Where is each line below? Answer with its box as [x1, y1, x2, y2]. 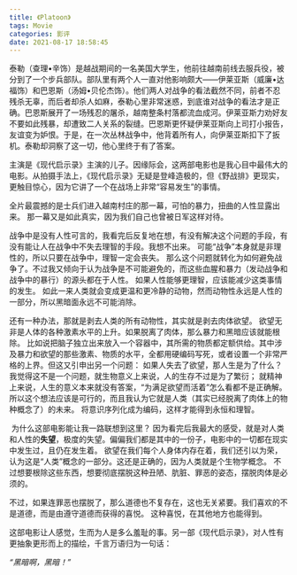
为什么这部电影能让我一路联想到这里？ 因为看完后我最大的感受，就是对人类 [11, 423, 285, 434]
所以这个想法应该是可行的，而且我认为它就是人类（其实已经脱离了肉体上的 [9, 393, 280, 404]
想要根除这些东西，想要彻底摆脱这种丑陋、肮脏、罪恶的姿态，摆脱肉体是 [16, 467, 280, 478]
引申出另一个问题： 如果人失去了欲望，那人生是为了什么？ [70, 360, 283, 370]
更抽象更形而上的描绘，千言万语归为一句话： [9, 538, 172, 549]
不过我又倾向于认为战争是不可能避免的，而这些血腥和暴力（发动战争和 [32, 263, 288, 275]
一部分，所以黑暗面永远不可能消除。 [9, 297, 141, 307]
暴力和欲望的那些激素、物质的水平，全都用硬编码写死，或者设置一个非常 [16, 349, 280, 360]
